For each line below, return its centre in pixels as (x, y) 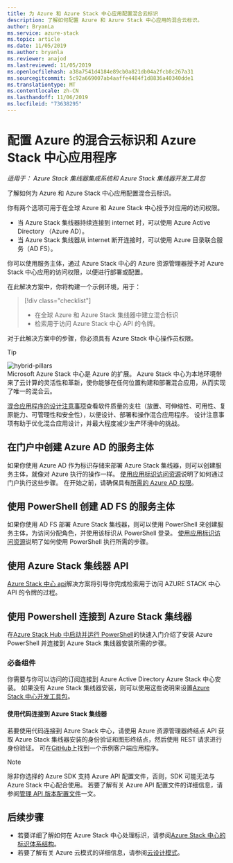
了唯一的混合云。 (32, 391)
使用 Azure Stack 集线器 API (68, 566)
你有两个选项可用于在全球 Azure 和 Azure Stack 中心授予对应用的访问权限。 (115, 207)
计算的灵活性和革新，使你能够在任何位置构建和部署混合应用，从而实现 (126, 382)
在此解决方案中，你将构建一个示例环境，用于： (74, 287)
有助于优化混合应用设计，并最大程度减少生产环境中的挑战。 (98, 423)
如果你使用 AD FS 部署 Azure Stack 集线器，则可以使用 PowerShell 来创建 (112, 524)
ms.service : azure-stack (43, 33)
